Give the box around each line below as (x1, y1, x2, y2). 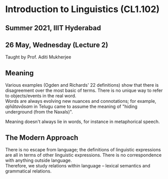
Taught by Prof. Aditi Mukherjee (5, 54, 72, 60)
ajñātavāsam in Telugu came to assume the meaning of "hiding (5, 103, 138, 109)
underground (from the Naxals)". (5, 109, 73, 115)
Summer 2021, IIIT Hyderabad (5, 24, 101, 32)
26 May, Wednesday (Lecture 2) (5, 40, 109, 49)
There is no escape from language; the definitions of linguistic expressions (5, 147, 161, 153)
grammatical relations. (5, 168, 52, 174)
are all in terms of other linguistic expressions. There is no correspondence (5, 152, 162, 158)
